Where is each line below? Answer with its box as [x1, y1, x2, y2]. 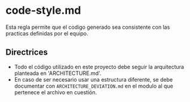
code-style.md [5, 4, 81, 17]
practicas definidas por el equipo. [5, 29, 88, 37]
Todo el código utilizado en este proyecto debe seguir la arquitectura [14, 63, 185, 70]
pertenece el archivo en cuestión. [14, 88, 97, 96]
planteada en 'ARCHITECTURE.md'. [14, 70, 102, 77]
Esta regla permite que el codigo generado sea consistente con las [5, 23, 170, 31]
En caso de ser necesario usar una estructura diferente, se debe [14, 76, 173, 83]
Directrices [5, 47, 48, 58]
